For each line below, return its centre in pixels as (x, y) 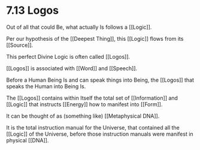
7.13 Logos (32, 10)
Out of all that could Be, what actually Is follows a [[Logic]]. (79, 27)
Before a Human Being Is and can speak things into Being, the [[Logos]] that (100, 80)
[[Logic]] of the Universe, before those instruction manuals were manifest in (100, 134)
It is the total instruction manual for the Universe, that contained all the (93, 127)
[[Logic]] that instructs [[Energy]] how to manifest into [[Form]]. (84, 104)
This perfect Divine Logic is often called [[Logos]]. (68, 56)
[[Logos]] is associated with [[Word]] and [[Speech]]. (72, 68)
